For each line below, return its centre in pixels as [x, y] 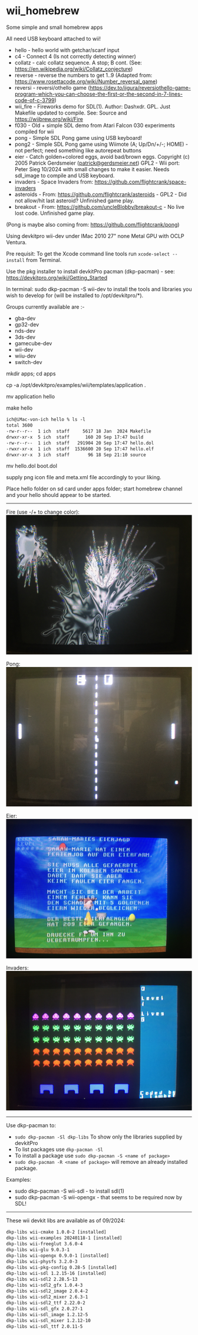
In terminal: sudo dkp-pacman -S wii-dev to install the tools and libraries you [99, 289]
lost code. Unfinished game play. [55, 213]
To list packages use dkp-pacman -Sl [59, 1149]
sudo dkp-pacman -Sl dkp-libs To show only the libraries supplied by [98, 1137]
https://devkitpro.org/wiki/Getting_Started [57, 277]
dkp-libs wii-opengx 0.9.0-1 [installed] [58, 1255]
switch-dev [28, 362]
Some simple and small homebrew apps [55, 27]
